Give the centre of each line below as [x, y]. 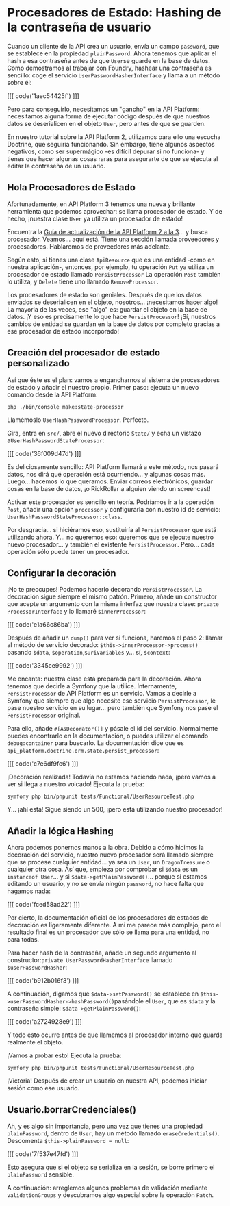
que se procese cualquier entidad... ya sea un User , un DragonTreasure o [108, 862]
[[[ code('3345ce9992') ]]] [45, 666]
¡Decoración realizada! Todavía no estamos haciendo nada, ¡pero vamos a [112, 777]
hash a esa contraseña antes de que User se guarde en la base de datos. [109, 60]
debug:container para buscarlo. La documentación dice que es [96, 743]
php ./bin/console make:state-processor [66, 407]
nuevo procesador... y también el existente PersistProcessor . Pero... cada [111, 544]
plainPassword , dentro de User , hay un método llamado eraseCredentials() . [114, 1133]
